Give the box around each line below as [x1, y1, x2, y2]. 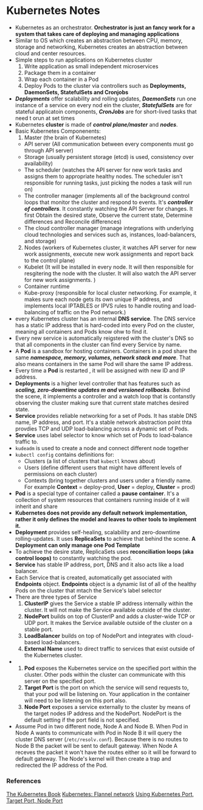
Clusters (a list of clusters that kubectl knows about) [24, 457, 156, 465]
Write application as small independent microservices [24, 62, 159, 70]
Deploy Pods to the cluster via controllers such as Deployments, [24, 82, 187, 89]
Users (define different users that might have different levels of [24, 463, 182, 471]
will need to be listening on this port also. [24, 697, 128, 704]
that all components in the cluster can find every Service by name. [15, 340, 182, 348]
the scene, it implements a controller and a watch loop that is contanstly [15, 392, 196, 400]
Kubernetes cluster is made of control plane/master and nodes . [15, 121, 178, 128]
